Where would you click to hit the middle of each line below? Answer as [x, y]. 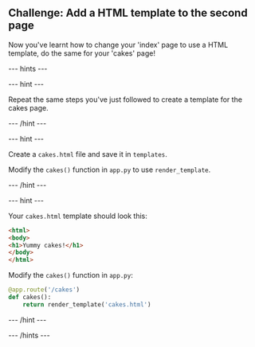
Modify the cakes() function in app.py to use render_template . [110, 170]
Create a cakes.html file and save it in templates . [88, 154]
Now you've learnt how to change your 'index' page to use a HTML [118, 45]
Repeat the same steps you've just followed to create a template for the [126, 99]
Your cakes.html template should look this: [78, 216]
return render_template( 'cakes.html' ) [87, 304]
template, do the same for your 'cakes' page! [82, 53]
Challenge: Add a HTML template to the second [128, 13]
